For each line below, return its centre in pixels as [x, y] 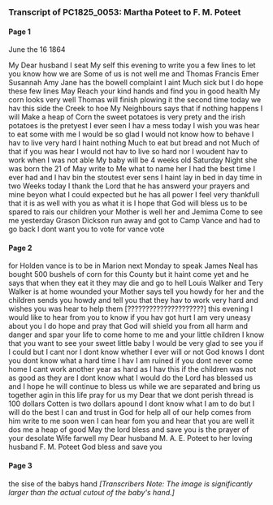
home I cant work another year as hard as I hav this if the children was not [132, 369]
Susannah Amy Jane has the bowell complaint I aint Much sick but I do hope [136, 83]
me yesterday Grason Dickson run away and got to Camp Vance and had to [134, 221]
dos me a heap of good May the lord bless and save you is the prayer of [129, 429]
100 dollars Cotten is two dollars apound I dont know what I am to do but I [132, 404]
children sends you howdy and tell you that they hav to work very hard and [133, 300]
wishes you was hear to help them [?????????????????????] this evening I [131, 309]
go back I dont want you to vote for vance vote [87, 229]
